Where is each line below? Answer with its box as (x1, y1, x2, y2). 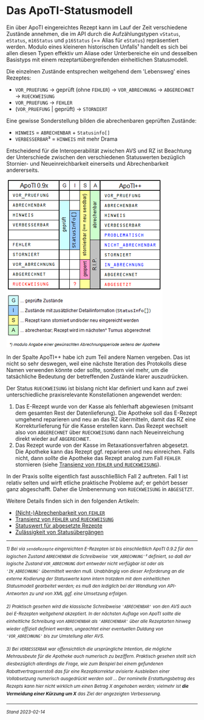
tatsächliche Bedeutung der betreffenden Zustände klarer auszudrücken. (6, 373, 189, 380)
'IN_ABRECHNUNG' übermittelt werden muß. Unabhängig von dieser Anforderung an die (6, 568, 185, 574)
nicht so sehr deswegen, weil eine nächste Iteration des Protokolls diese (6, 359, 187, 367)
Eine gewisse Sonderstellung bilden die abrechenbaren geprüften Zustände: (6, 117, 197, 124)
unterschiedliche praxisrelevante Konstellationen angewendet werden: (6, 391, 182, 398)
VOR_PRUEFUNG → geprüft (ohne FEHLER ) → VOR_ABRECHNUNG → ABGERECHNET (15, 86, 194, 93)
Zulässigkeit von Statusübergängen (15, 528, 104, 535)
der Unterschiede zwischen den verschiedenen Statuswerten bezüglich (6, 153, 186, 161)
